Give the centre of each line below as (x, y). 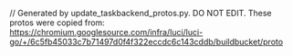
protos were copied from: (57, 23)
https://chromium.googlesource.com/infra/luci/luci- (106, 32)
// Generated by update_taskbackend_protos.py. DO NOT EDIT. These (141, 13)
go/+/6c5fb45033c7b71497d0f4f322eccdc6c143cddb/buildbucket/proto (146, 42)
